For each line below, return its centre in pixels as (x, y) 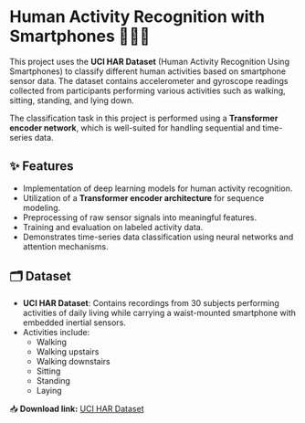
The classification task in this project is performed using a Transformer (144, 118)
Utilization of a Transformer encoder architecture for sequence (143, 197)
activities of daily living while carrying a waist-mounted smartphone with (159, 312)
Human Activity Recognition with (137, 17)
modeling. (42, 207)
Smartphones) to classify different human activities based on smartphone (147, 71)
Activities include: (56, 332)
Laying (49, 390)
